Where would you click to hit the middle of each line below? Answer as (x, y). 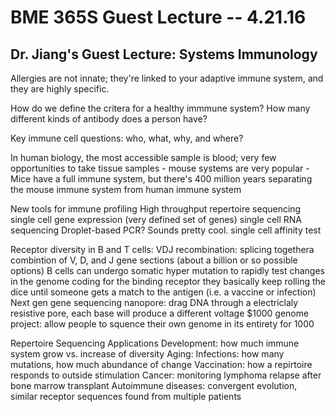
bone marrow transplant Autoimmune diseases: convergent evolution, (154, 385)
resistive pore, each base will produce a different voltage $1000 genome (160, 313)
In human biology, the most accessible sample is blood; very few (143, 157)
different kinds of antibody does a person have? (109, 119)
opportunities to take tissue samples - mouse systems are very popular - (160, 168)
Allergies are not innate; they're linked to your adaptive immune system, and (167, 78)
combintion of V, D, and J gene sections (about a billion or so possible (154, 260)
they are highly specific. (60, 89)
